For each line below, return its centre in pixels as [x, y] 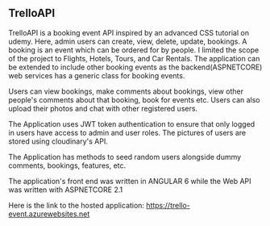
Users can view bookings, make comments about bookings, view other [126, 91]
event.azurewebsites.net [49, 214]
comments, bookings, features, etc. [67, 165]
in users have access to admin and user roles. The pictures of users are [127, 132]
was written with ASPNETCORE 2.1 [66, 190]
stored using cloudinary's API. [58, 141]
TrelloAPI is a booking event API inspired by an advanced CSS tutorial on [129, 32]
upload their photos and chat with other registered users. [103, 108]
